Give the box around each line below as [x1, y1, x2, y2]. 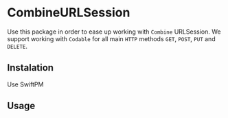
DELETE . [7, 42, 27, 50]
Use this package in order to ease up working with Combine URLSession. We [7, 27, 221, 36]
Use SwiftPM [7, 80, 44, 88]
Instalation [7, 62, 54, 73]
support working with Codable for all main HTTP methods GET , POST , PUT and [7, 34, 216, 43]
